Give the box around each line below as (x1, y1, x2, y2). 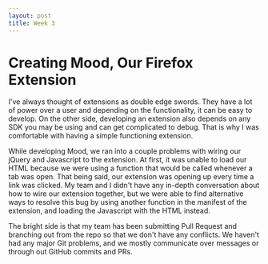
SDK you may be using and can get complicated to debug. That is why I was (8, 122, 260, 132)
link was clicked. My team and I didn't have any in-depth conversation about (8, 181, 260, 190)
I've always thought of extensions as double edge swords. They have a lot (8, 97, 253, 106)
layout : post (8, 11, 52, 20)
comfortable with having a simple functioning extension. (8, 131, 194, 141)
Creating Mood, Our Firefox (8, 54, 194, 72)
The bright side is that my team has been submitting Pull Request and (8, 222, 238, 231)
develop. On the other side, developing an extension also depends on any (8, 114, 251, 124)
